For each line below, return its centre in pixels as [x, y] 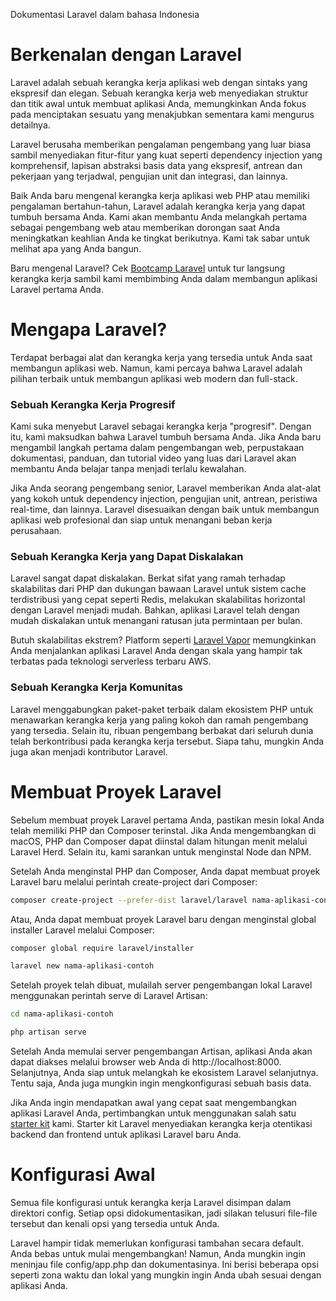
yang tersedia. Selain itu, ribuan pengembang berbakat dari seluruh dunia [162, 730]
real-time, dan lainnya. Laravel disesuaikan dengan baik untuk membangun [165, 510]
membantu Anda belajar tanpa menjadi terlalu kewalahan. [128, 469]
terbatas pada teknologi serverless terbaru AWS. [111, 661]
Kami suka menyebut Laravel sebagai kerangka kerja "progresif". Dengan [161, 426]
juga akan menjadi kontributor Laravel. [89, 751]
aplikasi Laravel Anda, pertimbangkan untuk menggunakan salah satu [153, 1113]
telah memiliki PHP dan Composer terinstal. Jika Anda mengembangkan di [163, 830]
